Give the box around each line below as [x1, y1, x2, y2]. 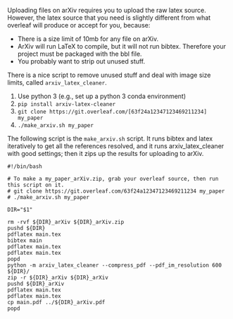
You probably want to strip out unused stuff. [17, 57, 146, 66]
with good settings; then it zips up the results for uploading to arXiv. [7, 150, 204, 157]
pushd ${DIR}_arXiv [7, 280, 65, 287]
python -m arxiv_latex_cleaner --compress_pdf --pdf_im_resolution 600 [7, 262, 222, 269]
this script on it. [7, 181, 65, 188]
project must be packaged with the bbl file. [17, 49, 142, 58]
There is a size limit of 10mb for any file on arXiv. [17, 35, 159, 43]
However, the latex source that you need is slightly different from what [7, 13, 211, 22]
